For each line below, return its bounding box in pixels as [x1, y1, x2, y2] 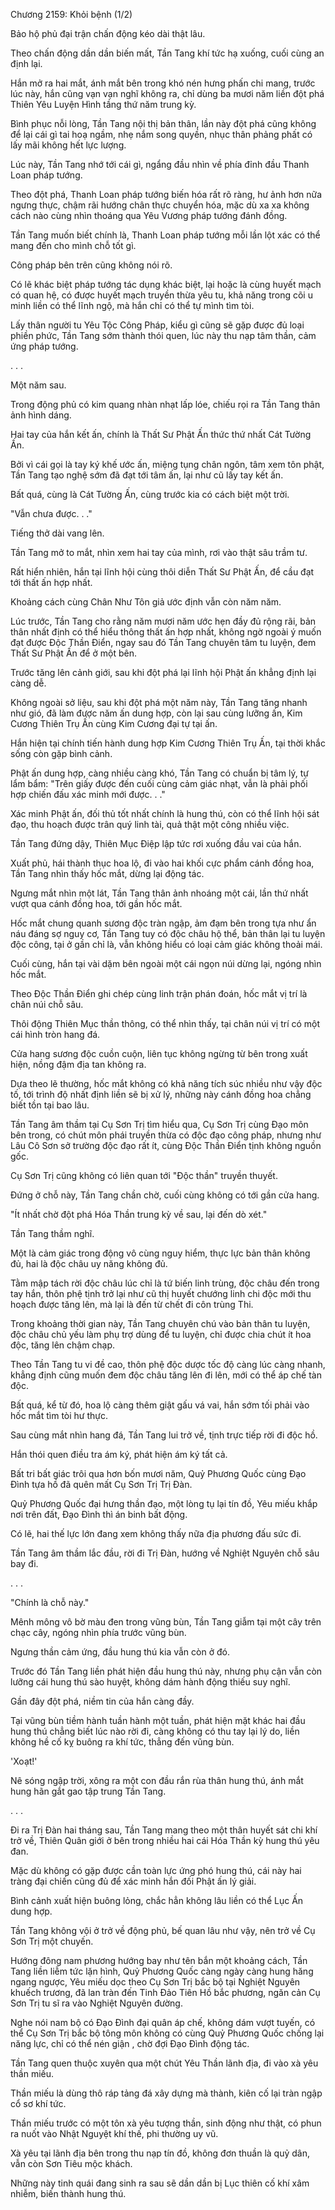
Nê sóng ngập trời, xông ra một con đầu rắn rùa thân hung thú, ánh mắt [10, 1775, 304, 1786]
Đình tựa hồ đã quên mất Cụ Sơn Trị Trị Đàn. [10, 1479, 193, 1490]
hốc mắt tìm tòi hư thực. [10, 1410, 109, 1421]
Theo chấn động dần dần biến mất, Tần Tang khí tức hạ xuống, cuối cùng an [10, 47, 325, 59]
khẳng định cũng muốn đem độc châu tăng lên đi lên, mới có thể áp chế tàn [10, 1369, 322, 1381]
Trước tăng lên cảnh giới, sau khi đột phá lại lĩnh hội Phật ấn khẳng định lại [10, 667, 317, 678]
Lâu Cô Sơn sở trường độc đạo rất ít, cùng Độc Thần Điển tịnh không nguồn [10, 1140, 322, 1151]
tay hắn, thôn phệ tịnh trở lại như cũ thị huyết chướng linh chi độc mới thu [10, 1288, 312, 1299]
